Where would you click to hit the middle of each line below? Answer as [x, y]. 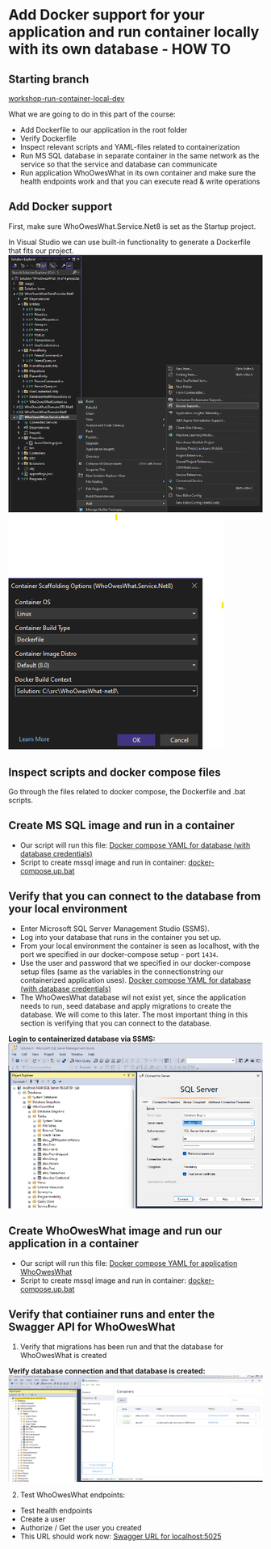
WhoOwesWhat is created [63, 1355]
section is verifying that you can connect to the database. [116, 1023]
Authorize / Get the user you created [81, 1527]
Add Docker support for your [106, 15]
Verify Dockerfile [48, 138]
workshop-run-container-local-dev [67, 98]
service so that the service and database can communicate [119, 164]
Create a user [43, 1519]
